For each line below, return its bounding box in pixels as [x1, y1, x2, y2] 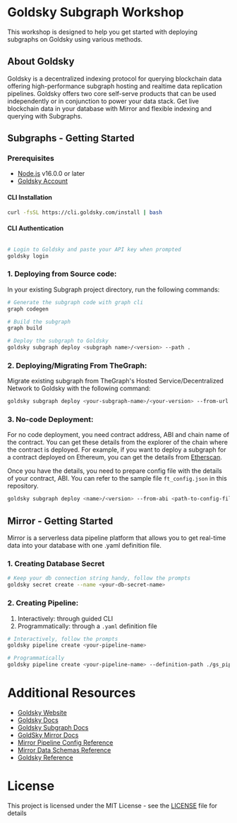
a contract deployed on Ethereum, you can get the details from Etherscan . [7, 453, 222, 462]
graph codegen [7, 305, 49, 313]
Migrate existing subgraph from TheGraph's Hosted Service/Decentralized [7, 377, 224, 385]
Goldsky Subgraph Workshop [7, 4, 184, 20]
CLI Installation [7, 193, 53, 202]
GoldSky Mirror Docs [17, 731, 79, 739]
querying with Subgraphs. [7, 112, 83, 120]
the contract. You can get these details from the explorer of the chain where [7, 438, 228, 447]
